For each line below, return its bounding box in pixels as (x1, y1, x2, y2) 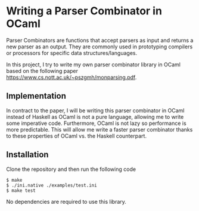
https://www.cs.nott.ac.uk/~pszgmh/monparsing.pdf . (6, 74, 137, 81)
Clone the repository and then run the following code (6, 166, 136, 173)
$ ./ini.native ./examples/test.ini (6, 182, 97, 188)
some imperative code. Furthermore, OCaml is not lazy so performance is (6, 120, 186, 127)
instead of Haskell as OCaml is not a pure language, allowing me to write (6, 113, 184, 120)
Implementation (6, 91, 67, 101)
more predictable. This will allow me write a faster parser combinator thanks (6, 126, 193, 133)
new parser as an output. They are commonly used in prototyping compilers (6, 43, 193, 50)
